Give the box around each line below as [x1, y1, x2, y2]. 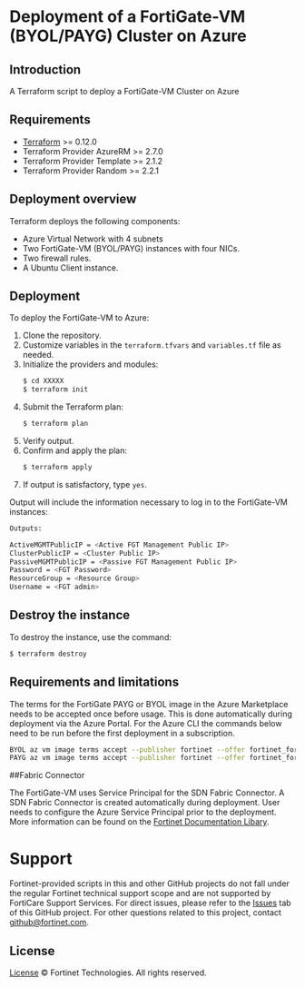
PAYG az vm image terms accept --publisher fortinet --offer [9, 754, 246, 763]
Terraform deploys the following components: [9, 215, 181, 226]
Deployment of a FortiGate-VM [9, 6, 246, 27]
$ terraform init [22, 385, 89, 394]
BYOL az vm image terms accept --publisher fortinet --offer [9, 745, 246, 755]
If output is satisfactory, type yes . [22, 479, 147, 489]
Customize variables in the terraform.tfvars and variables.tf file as [22, 340, 281, 350]
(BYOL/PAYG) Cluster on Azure [9, 25, 247, 46]
